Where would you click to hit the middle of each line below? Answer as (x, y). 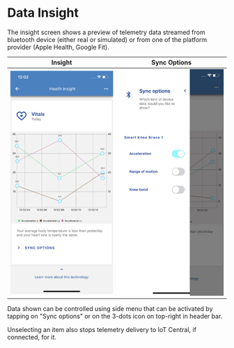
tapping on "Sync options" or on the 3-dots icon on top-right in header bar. (115, 317)
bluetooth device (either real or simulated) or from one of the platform (107, 39)
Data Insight (43, 13)
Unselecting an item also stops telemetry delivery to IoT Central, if (102, 330)
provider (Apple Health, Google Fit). (58, 47)
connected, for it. (32, 338)
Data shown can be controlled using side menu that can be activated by (110, 309)
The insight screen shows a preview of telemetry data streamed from (106, 32)
